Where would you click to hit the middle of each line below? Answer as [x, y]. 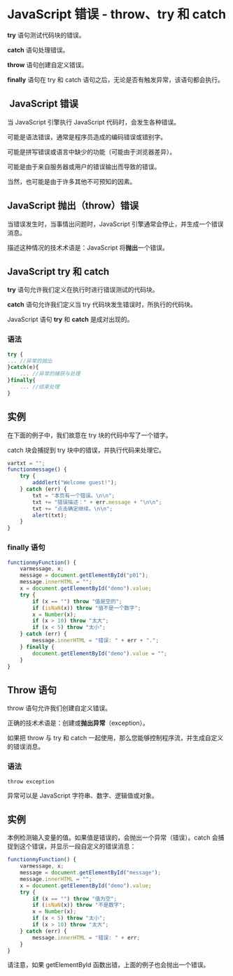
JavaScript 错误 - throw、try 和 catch [116, 14]
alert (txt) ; [50, 515]
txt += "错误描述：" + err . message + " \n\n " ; [97, 502]
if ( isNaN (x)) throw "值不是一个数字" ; [87, 608]
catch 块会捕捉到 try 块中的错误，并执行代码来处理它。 [86, 450]
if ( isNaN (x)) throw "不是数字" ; [79, 905]
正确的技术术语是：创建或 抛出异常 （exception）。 [78, 723]
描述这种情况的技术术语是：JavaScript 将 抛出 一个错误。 [88, 247]
